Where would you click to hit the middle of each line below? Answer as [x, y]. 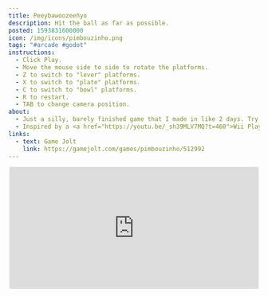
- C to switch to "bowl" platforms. [76, 90]
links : [19, 134]
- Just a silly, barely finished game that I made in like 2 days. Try [137, 119]
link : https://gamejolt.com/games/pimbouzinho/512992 [114, 149]
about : [19, 112]
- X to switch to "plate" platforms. [78, 82]
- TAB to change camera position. [73, 104]
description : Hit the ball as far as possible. [89, 23]
